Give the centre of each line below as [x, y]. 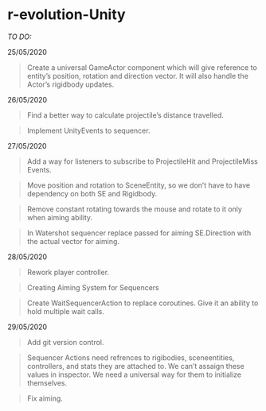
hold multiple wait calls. [65, 311]
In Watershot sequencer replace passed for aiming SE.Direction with [139, 233]
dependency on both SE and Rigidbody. [92, 193]
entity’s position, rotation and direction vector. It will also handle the [137, 76]
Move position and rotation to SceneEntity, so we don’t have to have [139, 185]
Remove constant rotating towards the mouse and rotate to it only [134, 209]
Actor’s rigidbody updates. [70, 84]
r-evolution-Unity [66, 15]
